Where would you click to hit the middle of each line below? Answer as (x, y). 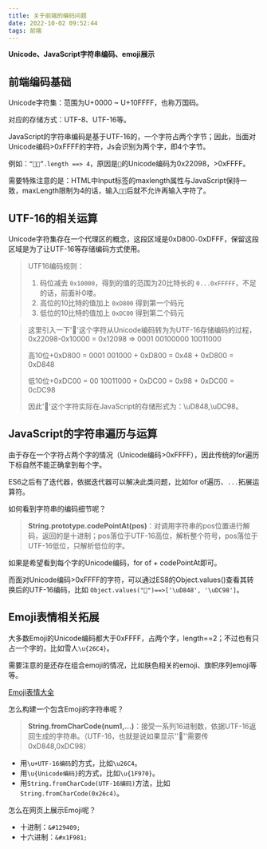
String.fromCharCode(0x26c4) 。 (72, 793)
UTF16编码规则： (56, 266)
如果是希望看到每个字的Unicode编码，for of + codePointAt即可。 (115, 562)
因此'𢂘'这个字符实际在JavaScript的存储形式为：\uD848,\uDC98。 (135, 406)
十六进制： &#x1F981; (53, 837)
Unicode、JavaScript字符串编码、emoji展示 (82, 54)
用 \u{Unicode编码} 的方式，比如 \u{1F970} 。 (89, 773)
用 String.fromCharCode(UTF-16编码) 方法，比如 (95, 783)
